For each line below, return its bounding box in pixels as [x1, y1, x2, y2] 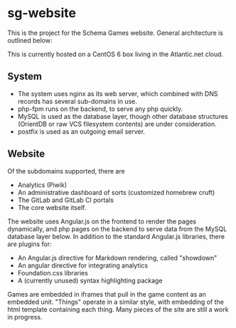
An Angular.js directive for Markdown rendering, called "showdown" [17, 253, 218, 262]
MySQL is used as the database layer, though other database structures [17, 112, 229, 120]
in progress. [7, 312, 43, 321]
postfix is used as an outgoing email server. [17, 127, 146, 136]
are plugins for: [7, 240, 52, 248]
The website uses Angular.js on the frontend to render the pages [7, 217, 197, 226]
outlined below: [7, 36, 53, 44]
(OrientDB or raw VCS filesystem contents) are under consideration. [17, 120, 217, 128]
